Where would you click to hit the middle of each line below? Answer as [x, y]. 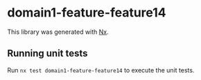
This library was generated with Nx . [58, 32]
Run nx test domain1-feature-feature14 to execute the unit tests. [101, 70]
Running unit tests [47, 53]
